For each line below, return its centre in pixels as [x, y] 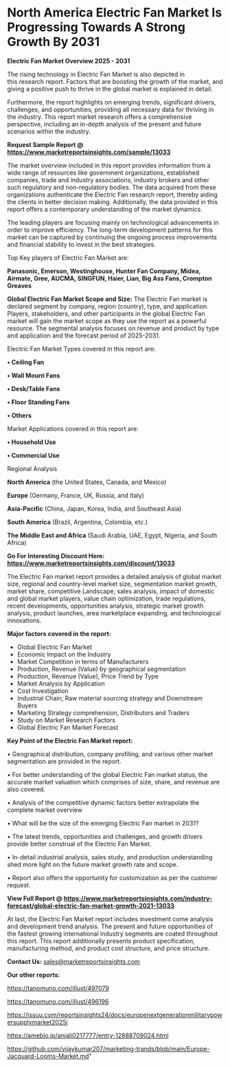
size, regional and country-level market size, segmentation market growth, [112, 584]
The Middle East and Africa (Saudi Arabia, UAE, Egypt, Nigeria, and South [112, 535]
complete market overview [45, 810]
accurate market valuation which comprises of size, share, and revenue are [114, 782]
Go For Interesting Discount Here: [56, 555]
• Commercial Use [33, 455]
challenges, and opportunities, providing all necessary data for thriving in [111, 109]
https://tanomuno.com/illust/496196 [58, 1001]
